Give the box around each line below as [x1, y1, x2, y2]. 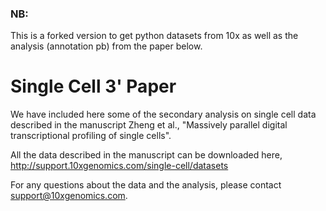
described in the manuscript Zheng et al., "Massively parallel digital [10, 119, 288, 131]
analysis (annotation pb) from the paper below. [10, 40, 203, 52]
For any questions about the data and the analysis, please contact [10, 179, 282, 191]
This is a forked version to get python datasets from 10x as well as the [10, 30, 299, 42]
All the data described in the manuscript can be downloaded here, [10, 149, 283, 161]
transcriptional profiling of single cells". [10, 130, 172, 142]
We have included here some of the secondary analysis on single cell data [10, 108, 317, 121]
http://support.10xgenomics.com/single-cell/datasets [10, 160, 229, 172]
